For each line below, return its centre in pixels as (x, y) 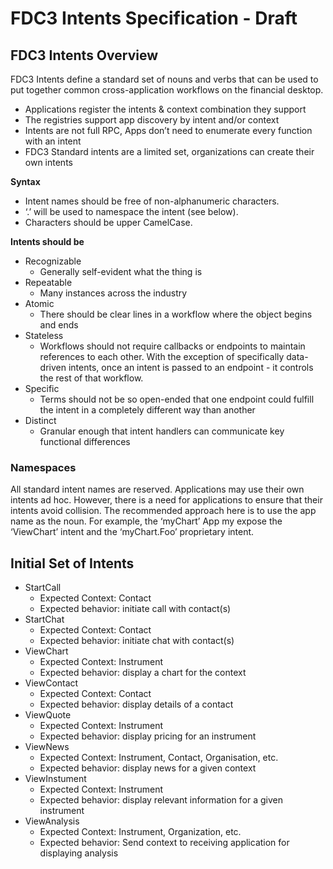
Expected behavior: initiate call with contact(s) (135, 609)
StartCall (43, 588)
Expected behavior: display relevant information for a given (161, 800)
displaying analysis (79, 853)
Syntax (25, 181)
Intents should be (47, 241)
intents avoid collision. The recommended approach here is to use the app (163, 511)
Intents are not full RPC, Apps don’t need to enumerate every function (168, 130)
